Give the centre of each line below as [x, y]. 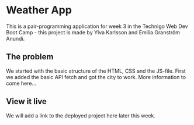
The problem [30, 57]
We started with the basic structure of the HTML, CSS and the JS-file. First [96, 71]
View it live [26, 101]
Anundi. [15, 38]
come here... [21, 83]
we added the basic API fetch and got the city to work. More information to [96, 77]
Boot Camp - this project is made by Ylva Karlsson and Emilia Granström [93, 32]
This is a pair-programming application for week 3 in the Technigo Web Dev [97, 26]
